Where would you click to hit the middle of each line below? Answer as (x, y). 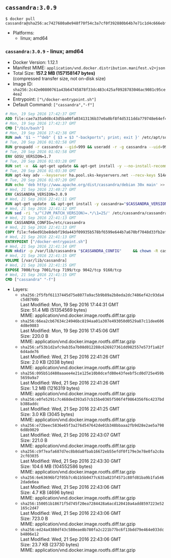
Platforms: (23, 33)
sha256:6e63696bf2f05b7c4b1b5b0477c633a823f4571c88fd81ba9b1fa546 (92, 478)
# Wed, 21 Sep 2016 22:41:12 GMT (41, 209)
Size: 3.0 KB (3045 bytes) (47, 414)
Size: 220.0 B (34, 336)
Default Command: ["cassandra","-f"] (53, 105)
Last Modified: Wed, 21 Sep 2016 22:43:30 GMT (70, 461)
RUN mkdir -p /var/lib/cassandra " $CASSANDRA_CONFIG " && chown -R (82, 251)
